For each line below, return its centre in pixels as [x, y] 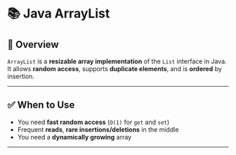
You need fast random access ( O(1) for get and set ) [93, 122]
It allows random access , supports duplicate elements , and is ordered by [115, 69]
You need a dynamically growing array [74, 137]
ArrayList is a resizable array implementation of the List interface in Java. [117, 61]
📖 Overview [33, 44]
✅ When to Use [41, 105]
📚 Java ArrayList [59, 14]
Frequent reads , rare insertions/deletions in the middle [98, 129]
